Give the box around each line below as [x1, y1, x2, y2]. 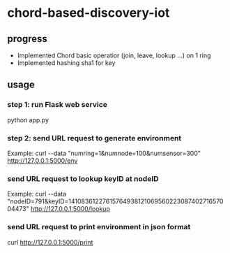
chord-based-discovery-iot [7, 5, 170, 21]
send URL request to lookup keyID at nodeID [7, 173, 159, 183]
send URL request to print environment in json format [7, 222, 191, 232]
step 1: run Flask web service [7, 100, 108, 110]
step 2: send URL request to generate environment [7, 133, 182, 143]
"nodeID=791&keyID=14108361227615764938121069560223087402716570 [7, 197, 224, 205]
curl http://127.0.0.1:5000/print [7, 238, 93, 246]
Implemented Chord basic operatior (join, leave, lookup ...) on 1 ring [17, 51, 211, 59]
